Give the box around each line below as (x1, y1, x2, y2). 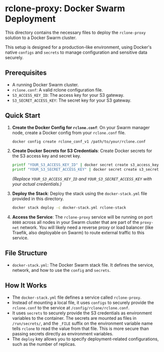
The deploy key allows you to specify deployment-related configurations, (12, 336, 159, 342)
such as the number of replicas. (12, 341, 77, 347)
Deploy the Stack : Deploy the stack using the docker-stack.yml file (12, 191, 147, 197)
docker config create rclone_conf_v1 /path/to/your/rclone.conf (12, 139, 146, 144)
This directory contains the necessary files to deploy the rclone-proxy (5, 29, 146, 35)
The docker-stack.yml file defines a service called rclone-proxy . (12, 294, 142, 300)
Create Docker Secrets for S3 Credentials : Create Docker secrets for (12, 148, 152, 154)
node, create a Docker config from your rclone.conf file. (12, 130, 126, 135)
